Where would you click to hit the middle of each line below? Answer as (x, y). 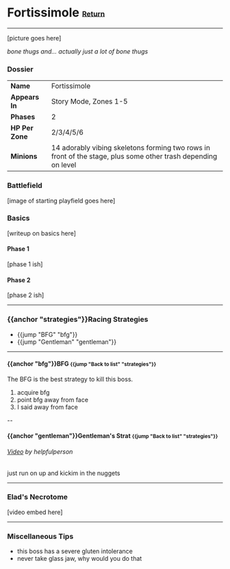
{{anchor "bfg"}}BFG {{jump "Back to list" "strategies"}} (82, 364)
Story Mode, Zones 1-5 (89, 102)
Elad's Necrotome (38, 497)
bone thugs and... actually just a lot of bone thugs (78, 51)
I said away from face (48, 407)
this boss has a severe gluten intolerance (75, 551)
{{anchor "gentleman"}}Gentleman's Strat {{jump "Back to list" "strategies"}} (113, 436)
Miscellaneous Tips (40, 536)
